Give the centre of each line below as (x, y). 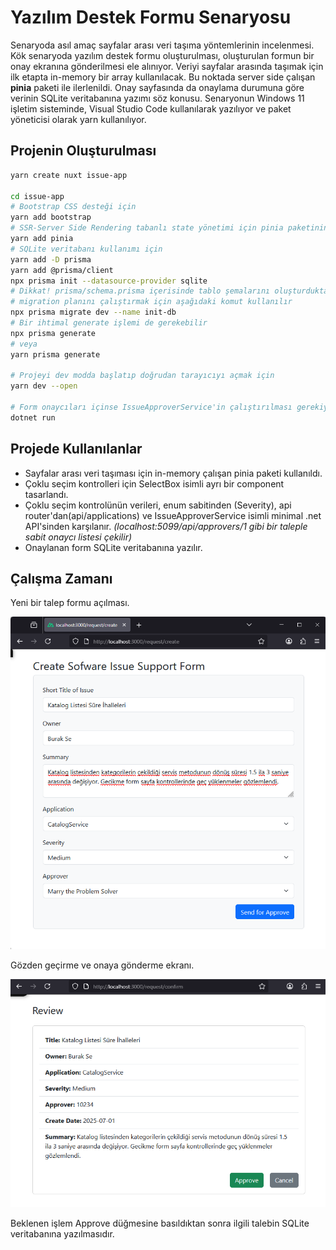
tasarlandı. (46, 494)
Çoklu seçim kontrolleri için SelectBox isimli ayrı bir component (154, 483)
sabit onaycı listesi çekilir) (78, 537)
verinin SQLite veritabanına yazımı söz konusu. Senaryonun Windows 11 (157, 98)
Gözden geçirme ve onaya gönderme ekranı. (102, 965)
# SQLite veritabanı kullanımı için (86, 249)
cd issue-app (37, 196)
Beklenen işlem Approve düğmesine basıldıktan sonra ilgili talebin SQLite (160, 1223)
